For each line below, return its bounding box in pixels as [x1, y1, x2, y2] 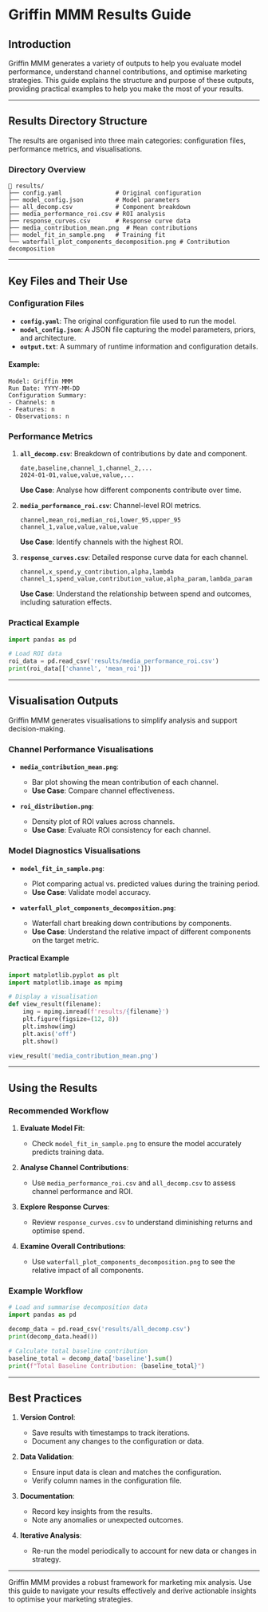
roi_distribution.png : [19, 802, 94, 811]
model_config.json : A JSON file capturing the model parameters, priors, [19, 325, 256, 334]
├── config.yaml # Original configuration [8, 189, 202, 197]
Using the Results [8, 1081, 98, 1094]
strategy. [31, 1555, 61, 1564]
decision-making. [8, 723, 66, 733]
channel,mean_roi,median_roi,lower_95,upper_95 [19, 516, 181, 524]
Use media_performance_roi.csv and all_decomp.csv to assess [31, 1178, 236, 1188]
